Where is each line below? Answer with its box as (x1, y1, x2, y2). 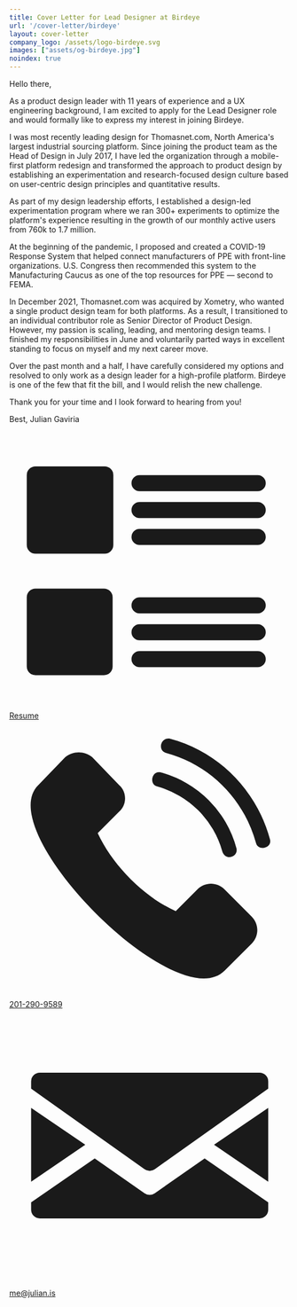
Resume (9, 710, 40, 721)
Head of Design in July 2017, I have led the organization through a (9, 151, 250, 160)
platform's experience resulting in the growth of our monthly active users (9, 215, 277, 225)
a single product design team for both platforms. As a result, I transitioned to (9, 306, 288, 316)
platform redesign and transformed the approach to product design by (25, 160, 283, 170)
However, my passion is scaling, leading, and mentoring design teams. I (9, 325, 271, 335)
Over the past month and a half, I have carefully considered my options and (9, 361, 285, 371)
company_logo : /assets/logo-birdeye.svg (9, 37, 161, 47)
